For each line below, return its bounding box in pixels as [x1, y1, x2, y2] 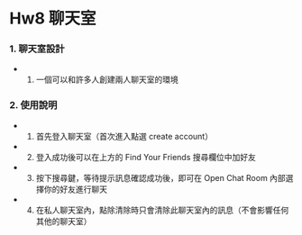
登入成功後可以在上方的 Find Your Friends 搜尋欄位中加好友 [35, 151, 257, 162]
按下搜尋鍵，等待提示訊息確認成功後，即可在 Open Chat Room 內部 [35, 172, 286, 183]
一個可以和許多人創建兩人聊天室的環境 [35, 74, 178, 86]
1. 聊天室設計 [9, 42, 65, 55]
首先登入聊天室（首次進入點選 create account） [35, 131, 214, 141]
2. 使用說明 [9, 99, 58, 112]
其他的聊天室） [35, 215, 92, 226]
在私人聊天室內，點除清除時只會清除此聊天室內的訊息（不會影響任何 [35, 204, 289, 215]
